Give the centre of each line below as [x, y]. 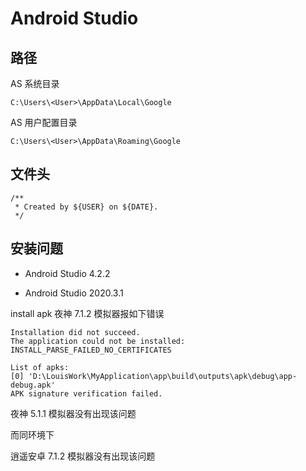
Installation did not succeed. [75, 332]
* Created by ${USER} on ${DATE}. [86, 207]
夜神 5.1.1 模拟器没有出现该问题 [73, 413]
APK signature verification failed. [86, 393]
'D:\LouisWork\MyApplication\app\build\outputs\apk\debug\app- [163, 376]
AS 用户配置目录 [44, 122]
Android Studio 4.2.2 [67, 273]
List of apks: [40, 367]
